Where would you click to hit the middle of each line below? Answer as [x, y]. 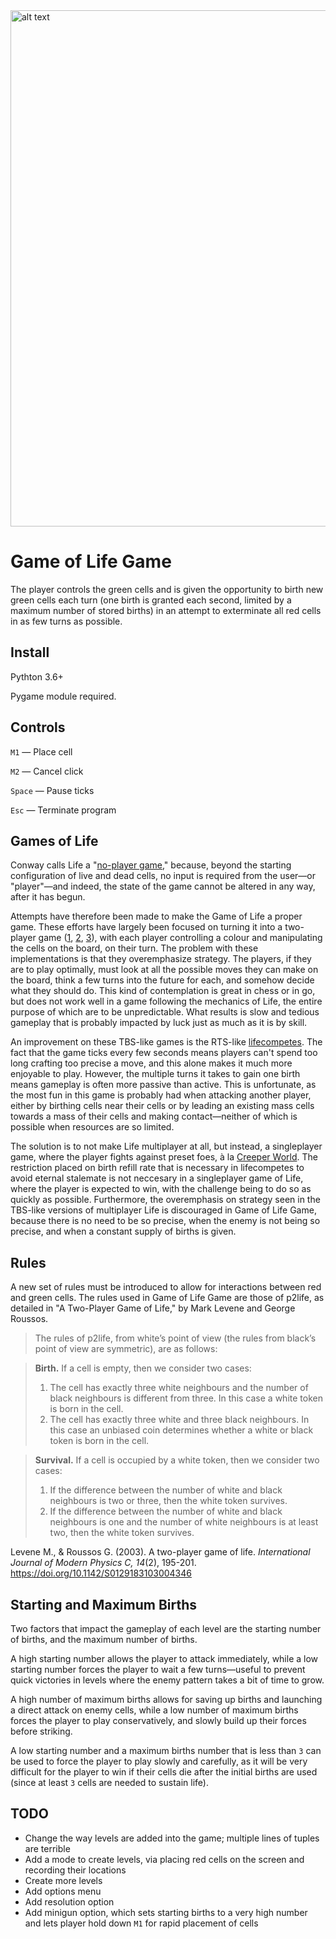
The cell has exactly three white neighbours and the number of [179, 1388]
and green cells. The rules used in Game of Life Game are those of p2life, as [167, 1298]
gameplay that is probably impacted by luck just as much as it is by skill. [159, 1023]
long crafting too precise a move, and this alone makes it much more [151, 1063]
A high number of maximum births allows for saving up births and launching [166, 1699]
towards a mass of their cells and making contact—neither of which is [154, 1116]
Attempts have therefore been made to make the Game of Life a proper [156, 916]
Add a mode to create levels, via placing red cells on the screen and [164, 1859]
